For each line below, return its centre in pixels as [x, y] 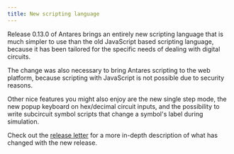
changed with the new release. [52, 143]
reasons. [20, 85]
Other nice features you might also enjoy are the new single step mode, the [117, 99]
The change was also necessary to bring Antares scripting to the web [109, 70]
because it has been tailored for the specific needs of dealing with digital [114, 49]
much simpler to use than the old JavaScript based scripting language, [111, 41]
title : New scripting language [54, 14]
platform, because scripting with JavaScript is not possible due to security [116, 78]
